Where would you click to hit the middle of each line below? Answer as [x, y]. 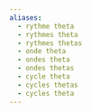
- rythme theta [46, 26]
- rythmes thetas [50, 43]
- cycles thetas [48, 85]
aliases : [26, 18]
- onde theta [42, 51]
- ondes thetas [46, 69]
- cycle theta [44, 77]
